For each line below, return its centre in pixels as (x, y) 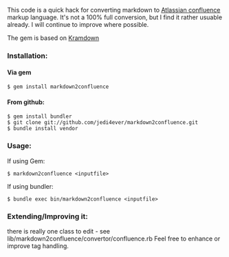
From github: (26, 102)
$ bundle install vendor (43, 129)
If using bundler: (30, 186)
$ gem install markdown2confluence (58, 87)
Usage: (20, 146)
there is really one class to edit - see (58, 231)
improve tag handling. (38, 246)
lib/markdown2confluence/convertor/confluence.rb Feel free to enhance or (114, 238)
